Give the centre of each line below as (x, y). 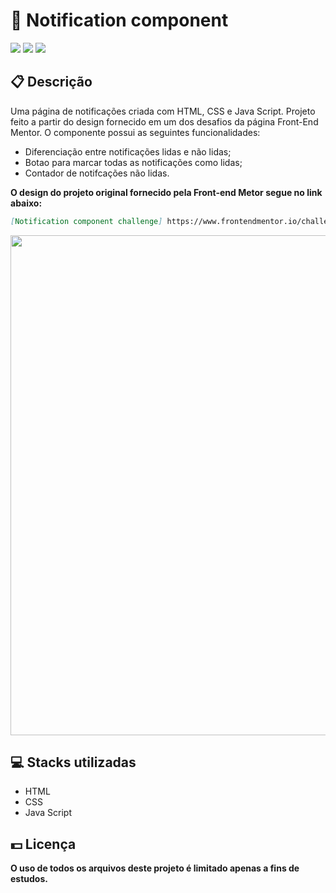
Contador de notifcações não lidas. (97, 173)
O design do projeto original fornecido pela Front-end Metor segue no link (166, 192)
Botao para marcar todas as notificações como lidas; (133, 162)
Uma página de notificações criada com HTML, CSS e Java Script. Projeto (163, 111)
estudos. (29, 879)
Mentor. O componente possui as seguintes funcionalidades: (135, 132)
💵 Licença (43, 844)
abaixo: (26, 203)
